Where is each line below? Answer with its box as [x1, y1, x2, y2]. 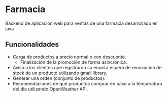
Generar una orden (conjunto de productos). [12, 75, 106, 81]
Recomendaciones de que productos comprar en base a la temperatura [12, 80, 162, 86]
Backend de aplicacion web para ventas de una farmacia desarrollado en [5, 20, 158, 26]
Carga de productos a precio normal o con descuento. [12, 54, 126, 60]
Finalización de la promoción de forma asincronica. [20, 59, 127, 65]
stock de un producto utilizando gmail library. [12, 70, 108, 76]
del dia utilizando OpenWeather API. [12, 86, 88, 92]
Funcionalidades [5, 40, 59, 49]
